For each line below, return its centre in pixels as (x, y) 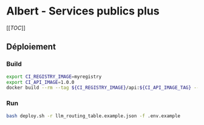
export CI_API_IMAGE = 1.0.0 (40, 82)
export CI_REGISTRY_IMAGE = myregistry (54, 77)
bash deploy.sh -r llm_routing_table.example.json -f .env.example (93, 116)
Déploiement (31, 47)
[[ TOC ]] (16, 28)
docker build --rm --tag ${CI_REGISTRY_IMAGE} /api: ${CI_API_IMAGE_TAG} (99, 88)
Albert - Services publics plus (83, 11)
